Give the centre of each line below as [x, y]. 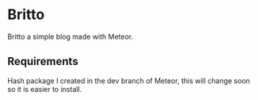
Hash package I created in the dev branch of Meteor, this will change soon [129, 80]
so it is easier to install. [45, 89]
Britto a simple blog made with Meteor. [70, 37]
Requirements [43, 62]
